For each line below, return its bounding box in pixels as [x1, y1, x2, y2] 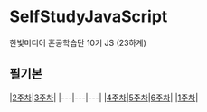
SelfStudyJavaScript [9, 6, 168, 27]
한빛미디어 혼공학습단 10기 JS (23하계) [9, 37, 147, 48]
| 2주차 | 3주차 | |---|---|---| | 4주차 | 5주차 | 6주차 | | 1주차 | [9, 92, 199, 103]
